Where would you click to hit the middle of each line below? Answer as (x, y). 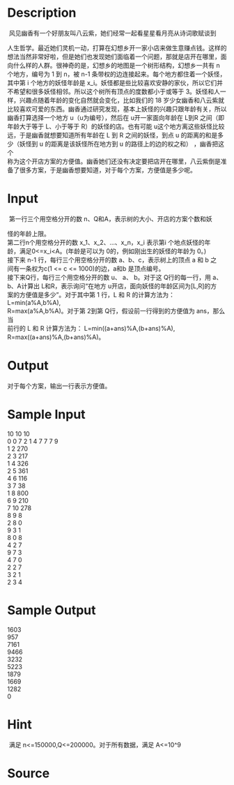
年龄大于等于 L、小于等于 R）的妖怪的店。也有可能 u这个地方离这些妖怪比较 (116, 126)
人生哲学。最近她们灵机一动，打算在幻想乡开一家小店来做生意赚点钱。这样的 (117, 47)
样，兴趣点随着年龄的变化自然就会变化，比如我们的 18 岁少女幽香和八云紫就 (116, 100)
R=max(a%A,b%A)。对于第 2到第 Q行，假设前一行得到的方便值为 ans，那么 (116, 311)
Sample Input (46, 414)
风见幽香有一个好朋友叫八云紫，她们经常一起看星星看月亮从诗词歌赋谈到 (112, 33)
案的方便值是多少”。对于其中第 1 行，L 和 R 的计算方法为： (91, 294)
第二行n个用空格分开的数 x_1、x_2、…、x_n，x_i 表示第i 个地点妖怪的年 (109, 242)
